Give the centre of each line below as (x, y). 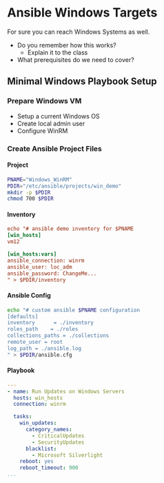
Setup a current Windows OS (58, 116)
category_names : (49, 430)
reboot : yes (37, 462)
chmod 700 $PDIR (30, 199)
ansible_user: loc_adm (40, 267)
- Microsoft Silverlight (68, 455)
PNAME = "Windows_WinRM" (40, 179)
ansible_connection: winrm (46, 260)
